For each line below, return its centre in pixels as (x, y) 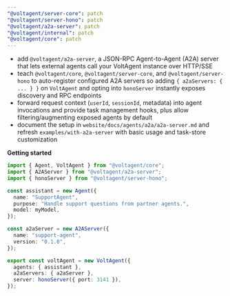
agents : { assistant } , (47, 267)
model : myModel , (36, 210)
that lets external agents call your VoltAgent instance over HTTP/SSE (115, 66)
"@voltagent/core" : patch (44, 39)
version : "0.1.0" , (40, 241)
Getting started (29, 153)
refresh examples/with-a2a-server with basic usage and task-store (112, 132)
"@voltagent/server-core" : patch (55, 13)
